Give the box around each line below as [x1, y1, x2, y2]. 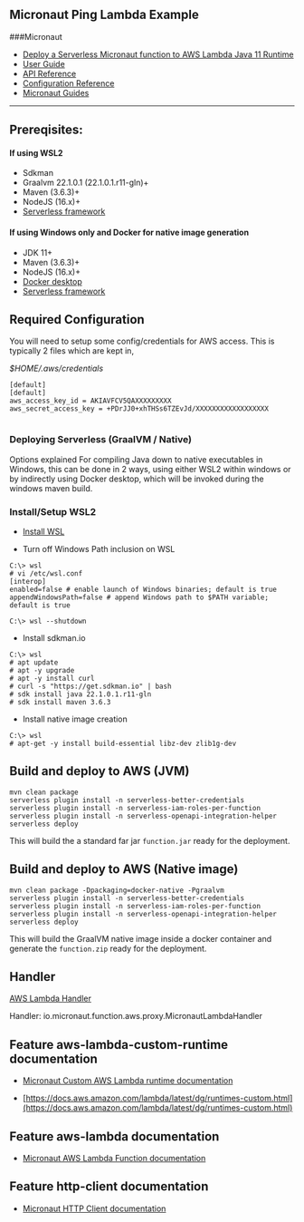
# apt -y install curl [9, 674, 95, 684]
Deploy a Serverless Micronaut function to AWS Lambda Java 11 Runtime [22, 49, 294, 60]
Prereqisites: [9, 122, 83, 138]
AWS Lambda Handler [9, 993, 92, 1004]
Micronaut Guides [22, 87, 90, 98]
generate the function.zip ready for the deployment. [9, 943, 207, 954]
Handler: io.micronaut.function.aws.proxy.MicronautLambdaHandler [9, 1011, 263, 1022]
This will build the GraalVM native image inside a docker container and [9, 933, 272, 944]
